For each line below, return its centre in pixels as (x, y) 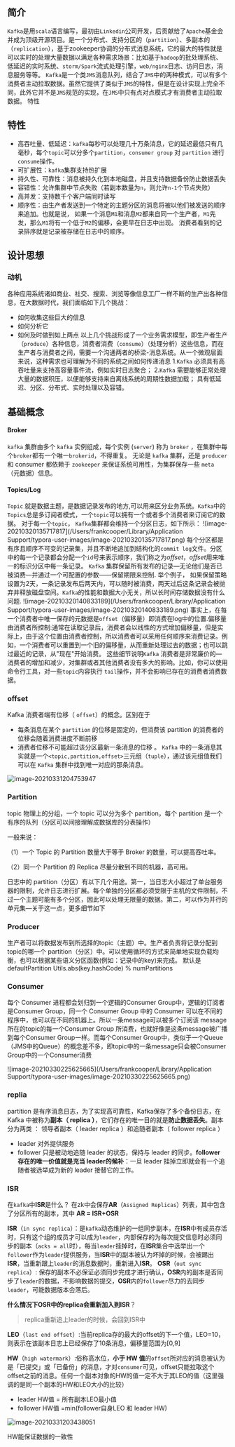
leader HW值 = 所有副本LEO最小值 (67, 1399)
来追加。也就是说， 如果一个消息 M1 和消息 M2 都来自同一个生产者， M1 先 (116, 213)
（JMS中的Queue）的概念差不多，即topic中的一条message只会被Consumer (117, 1046)
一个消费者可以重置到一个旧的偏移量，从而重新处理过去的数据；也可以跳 (123, 645)
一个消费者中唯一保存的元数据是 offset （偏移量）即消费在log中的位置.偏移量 (117, 619)
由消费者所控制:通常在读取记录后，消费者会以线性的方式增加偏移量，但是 (113, 627)
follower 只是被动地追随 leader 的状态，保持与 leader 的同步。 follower (119, 1152)
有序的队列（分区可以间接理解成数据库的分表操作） (81, 822)
